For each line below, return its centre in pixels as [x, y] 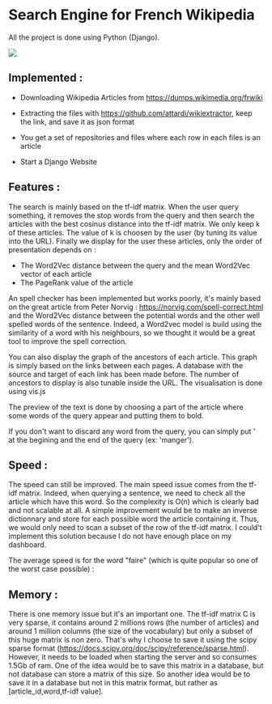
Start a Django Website [58, 161]
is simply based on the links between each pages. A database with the [126, 365]
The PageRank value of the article [76, 282]
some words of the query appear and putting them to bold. [106, 415]
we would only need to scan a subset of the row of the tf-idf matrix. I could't [135, 528]
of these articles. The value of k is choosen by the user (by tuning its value [133, 232]
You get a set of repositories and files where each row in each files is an [140, 137]
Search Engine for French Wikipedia [132, 15]
